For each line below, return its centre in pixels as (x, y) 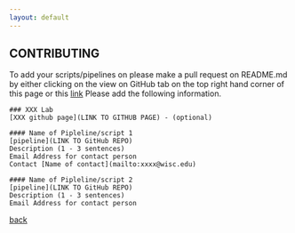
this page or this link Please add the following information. (116, 93)
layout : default (39, 17)
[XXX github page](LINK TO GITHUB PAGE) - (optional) (111, 118)
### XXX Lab (31, 110)
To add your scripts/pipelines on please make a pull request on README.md (148, 75)
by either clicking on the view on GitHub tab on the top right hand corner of (147, 84)
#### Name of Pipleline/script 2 (71, 180)
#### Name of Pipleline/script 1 (71, 133)
